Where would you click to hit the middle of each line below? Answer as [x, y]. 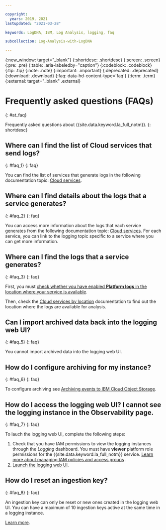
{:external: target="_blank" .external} [43, 81]
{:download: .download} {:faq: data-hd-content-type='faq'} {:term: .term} [80, 76]
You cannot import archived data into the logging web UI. [64, 352]
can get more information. [32, 241]
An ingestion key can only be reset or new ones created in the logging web [82, 502]
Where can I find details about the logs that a [76, 196]
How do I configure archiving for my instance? [78, 367]
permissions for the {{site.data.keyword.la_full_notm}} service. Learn [83, 454]
